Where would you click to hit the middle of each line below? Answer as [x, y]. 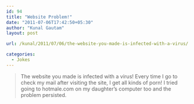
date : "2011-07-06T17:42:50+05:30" [50, 22]
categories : [21, 54]
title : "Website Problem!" [39, 17]
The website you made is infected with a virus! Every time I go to [99, 76]
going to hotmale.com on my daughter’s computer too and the [96, 89]
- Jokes [21, 60]
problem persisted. [43, 95]
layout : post [22, 33]
